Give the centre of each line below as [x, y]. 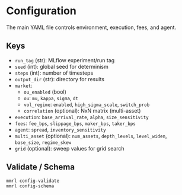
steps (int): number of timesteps [54, 73]
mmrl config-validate [33, 181]
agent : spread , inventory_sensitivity [60, 129]
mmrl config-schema [30, 186]
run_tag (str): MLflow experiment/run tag [65, 60]
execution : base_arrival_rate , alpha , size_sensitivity [82, 117]
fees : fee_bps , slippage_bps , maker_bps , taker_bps [75, 123]
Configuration [41, 11]
